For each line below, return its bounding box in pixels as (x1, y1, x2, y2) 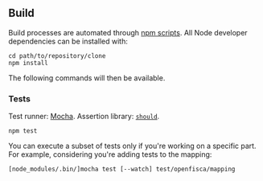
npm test (8, 127, 38, 135)
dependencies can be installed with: (8, 36, 129, 46)
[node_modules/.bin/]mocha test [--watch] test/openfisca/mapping (8, 165, 236, 174)
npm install (8, 59, 48, 67)
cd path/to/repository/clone (8, 51, 106, 60)
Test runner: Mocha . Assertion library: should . (8, 112, 160, 121)
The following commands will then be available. (8, 72, 166, 83)
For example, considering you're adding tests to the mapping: (8, 150, 212, 159)
